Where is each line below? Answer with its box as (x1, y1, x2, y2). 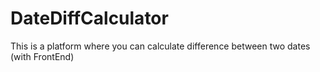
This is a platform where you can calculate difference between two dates (10, 40, 311, 52)
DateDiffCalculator (10, 7, 169, 30)
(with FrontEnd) (10, 50, 75, 62)
